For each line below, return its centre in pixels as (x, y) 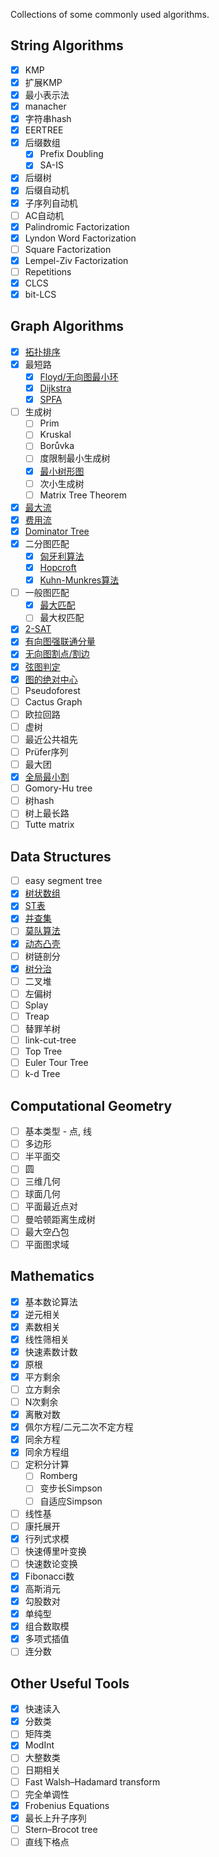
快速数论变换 (51, 1563)
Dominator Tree (57, 531)
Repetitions (48, 271)
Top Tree (43, 1051)
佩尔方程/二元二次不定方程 (79, 1427)
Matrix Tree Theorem (83, 495)
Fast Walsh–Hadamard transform (92, 1781)
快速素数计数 (51, 1351)
